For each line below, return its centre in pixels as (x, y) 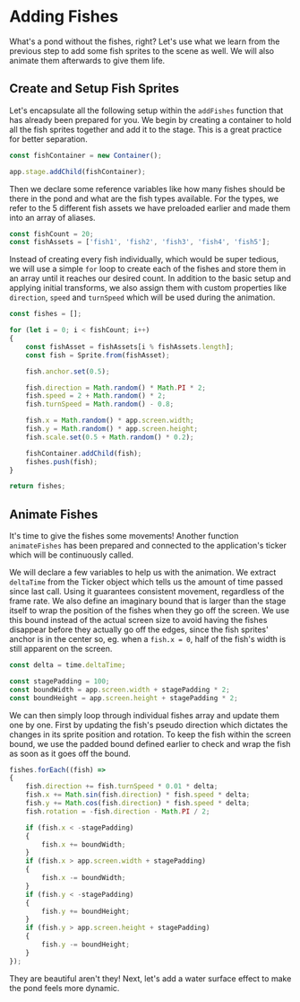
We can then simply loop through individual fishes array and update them (145, 715)
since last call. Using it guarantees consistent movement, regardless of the (147, 592)
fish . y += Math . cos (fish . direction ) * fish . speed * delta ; (138, 804)
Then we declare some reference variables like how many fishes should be (147, 189)
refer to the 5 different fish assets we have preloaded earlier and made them (150, 207)
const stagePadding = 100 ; (60, 681)
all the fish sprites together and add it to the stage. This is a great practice (146, 129)
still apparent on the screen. (61, 649)
